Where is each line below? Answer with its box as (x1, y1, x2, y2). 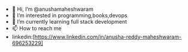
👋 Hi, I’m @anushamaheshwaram (11, 6, 94, 12)
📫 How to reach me (11, 25, 62, 32)
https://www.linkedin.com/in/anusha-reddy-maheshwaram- (34, 33, 181, 40)
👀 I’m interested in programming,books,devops (11, 12, 128, 19)
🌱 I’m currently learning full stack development (11, 18, 128, 25)
